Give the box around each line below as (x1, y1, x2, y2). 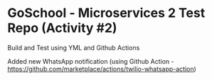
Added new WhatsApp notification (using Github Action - (7, 57, 174, 65)
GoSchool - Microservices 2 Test (7, 5, 206, 21)
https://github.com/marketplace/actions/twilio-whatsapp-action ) (7, 64, 197, 73)
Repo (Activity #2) (7, 20, 117, 36)
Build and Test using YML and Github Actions (7, 43, 140, 52)
